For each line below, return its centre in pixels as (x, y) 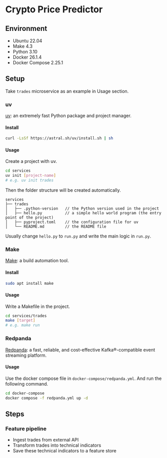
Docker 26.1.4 (27, 57)
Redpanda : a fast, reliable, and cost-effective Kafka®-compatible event (80, 350)
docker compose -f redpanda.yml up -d (47, 398)
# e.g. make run (23, 325)
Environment (26, 29)
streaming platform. (26, 355)
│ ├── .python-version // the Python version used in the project (82, 209)
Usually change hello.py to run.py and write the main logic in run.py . (78, 236)
